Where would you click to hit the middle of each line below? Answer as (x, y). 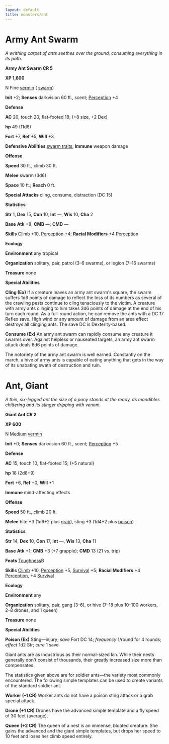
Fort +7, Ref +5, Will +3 (30, 137)
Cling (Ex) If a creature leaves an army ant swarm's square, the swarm (78, 293)
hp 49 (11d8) (18, 127)
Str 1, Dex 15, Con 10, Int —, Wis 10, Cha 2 (49, 215)
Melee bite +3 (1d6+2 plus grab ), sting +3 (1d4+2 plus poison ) (70, 522)
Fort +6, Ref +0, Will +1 (30, 483)
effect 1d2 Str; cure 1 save (32, 645)
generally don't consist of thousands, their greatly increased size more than (84, 660)
